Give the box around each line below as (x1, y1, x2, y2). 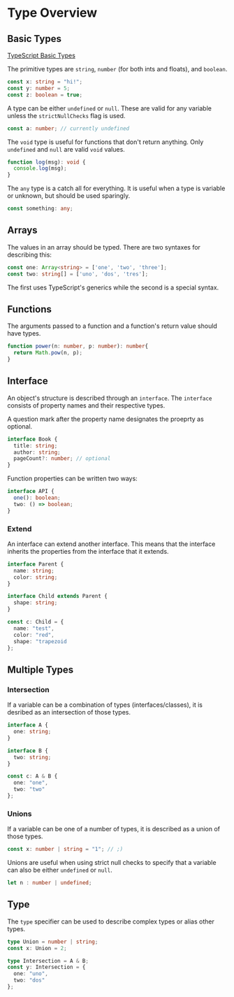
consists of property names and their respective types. (7, 401, 166, 410)
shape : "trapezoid (13, 638, 68, 645)
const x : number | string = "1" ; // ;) (7, 846, 124, 853)
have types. (7, 329, 41, 338)
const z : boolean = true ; (7, 91, 82, 99)
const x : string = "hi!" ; (7, 78, 82, 85)
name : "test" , (13, 624, 54, 632)
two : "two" (13, 786, 45, 793)
